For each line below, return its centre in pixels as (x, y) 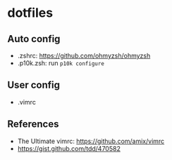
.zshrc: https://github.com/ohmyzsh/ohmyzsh (84, 55)
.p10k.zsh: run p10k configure (61, 63)
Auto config (34, 39)
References (33, 124)
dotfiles (30, 13)
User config (33, 85)
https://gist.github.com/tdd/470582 (69, 148)
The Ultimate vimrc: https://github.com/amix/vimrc (91, 141)
